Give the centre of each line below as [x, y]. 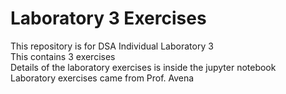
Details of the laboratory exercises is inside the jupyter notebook [143, 67]
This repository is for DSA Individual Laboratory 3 [112, 46]
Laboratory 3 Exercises [108, 18]
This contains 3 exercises [63, 56]
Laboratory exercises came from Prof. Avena [102, 78]
